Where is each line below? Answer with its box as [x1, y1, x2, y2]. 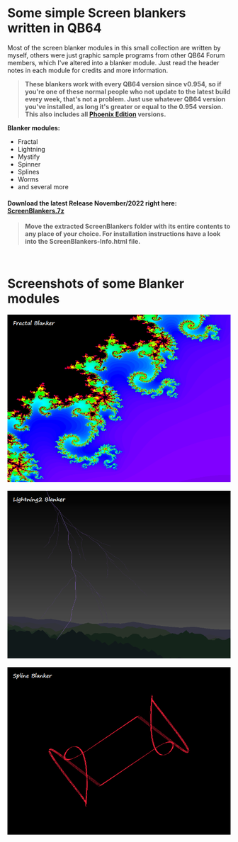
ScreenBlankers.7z [7, 206, 65, 215]
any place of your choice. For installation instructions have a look [24, 230, 221, 238]
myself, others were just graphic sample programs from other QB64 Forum [7, 51, 225, 60]
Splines [17, 167, 40, 176]
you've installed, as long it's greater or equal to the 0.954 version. [24, 102, 223, 111]
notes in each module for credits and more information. [7, 66, 169, 74]
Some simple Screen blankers [7, 5, 186, 21]
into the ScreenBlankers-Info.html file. [24, 237, 141, 246]
